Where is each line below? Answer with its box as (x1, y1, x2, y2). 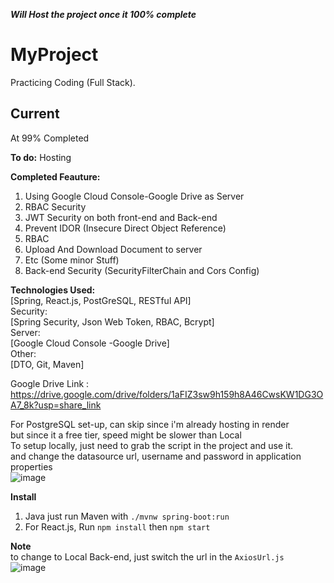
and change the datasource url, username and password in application (10, 450, 302, 462)
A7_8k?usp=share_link (10, 399, 102, 411)
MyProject (10, 44, 99, 66)
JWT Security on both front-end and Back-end (24, 211, 218, 223)
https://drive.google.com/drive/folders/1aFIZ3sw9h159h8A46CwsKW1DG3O (10, 388, 324, 400)
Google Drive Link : (10, 377, 90, 389)
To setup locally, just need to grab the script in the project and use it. (10, 439, 294, 451)
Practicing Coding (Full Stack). (10, 76, 136, 88)
